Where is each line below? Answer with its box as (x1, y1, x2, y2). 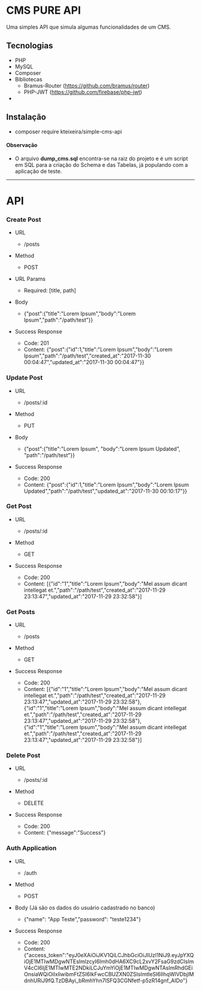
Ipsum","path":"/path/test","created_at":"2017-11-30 (23, 352, 151, 359)
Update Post (6, 374, 43, 382)
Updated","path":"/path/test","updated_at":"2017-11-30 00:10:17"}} (23, 487, 187, 494)
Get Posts (6, 607, 35, 616)
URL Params (14, 276, 46, 283)
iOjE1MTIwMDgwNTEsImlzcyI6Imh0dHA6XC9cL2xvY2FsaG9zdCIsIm (23, 958, 194, 965)
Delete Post (6, 751, 41, 760)
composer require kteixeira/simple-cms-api (14, 128, 123, 135)
